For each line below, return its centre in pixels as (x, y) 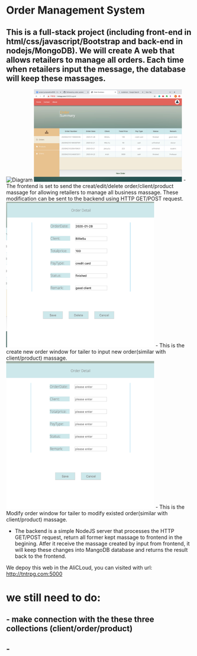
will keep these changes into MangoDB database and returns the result (101, 550)
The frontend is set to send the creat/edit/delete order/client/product (90, 186)
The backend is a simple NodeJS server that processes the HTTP (94, 531)
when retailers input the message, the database (96, 69)
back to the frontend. (41, 556)
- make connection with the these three (80, 620)
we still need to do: (54, 597)
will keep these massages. (56, 78)
